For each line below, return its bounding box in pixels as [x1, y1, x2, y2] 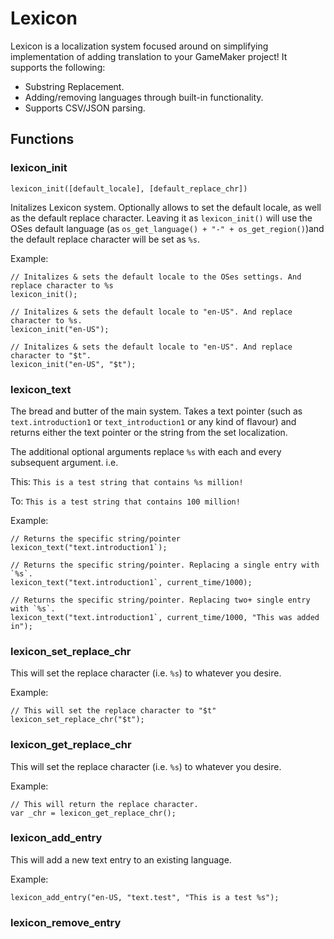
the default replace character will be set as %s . [10, 233, 200, 245]
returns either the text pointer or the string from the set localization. [10, 426, 288, 438]
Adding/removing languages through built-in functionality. [24, 91, 264, 103]
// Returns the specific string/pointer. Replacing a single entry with [10, 560, 320, 570]
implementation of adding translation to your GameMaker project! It [10, 50, 288, 62]
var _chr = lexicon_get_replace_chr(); [10, 808, 177, 818]
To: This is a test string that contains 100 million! [10, 495, 241, 507]
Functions [10, 131, 75, 148]
